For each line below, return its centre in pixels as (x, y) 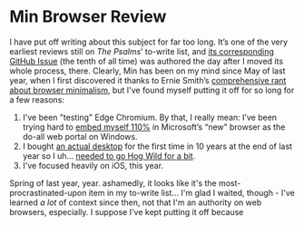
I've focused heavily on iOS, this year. (93, 165)
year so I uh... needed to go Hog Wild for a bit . (109, 155)
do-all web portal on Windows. (80, 136)
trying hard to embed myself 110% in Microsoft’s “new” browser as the (154, 127)
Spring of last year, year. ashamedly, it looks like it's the (113, 182)
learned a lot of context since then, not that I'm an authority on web (136, 202)
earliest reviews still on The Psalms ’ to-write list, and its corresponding (142, 51)
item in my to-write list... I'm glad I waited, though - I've (191, 192)
